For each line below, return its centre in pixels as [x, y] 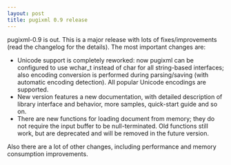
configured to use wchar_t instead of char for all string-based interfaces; [120, 67]
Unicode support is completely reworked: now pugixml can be [106, 60]
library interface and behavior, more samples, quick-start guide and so [117, 104]
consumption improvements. [48, 154]
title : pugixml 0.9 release [48, 20]
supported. [33, 89]
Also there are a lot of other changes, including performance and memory [112, 146]
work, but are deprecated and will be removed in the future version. [113, 133]
